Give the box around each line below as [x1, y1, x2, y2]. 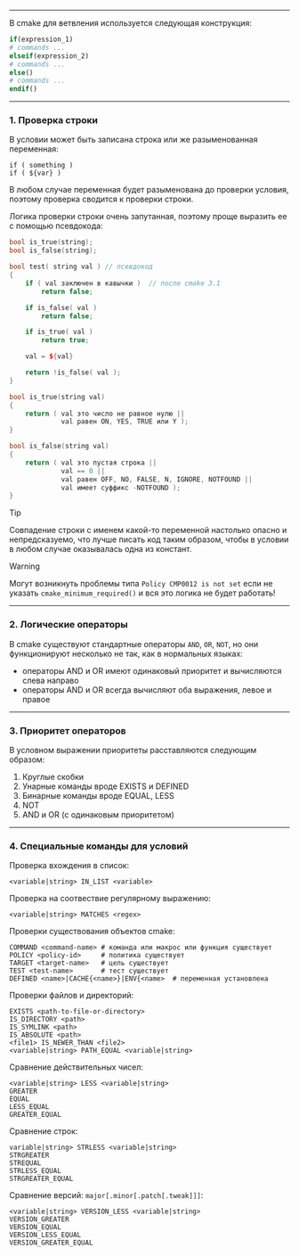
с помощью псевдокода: [9, 220, 104, 232]
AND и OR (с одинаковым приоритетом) [21, 809, 175, 820]
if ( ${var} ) [9, 168, 62, 178]
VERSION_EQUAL [9, 1223, 62, 1232]
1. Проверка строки [9, 114, 99, 127]
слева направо [21, 675, 79, 685]
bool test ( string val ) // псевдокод [9, 262, 153, 272]
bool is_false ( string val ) [9, 442, 109, 451]
